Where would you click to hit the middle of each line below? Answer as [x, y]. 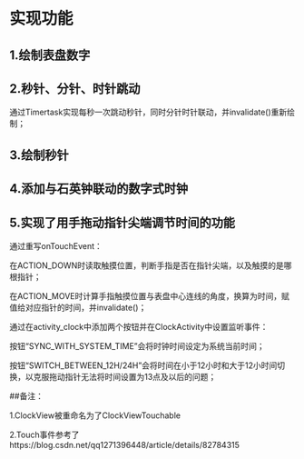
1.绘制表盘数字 [50, 55]
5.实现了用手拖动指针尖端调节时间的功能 [123, 222]
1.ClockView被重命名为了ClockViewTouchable [95, 415]
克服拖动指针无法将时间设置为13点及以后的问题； [125, 376]
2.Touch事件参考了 [44, 434]
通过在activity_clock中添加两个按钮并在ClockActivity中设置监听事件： [139, 326]
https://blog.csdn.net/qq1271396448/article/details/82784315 [125, 444]
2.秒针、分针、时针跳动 [75, 89]
